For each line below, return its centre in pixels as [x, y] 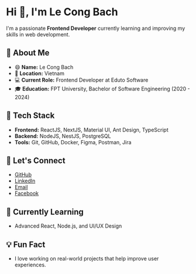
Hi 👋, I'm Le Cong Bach [62, 12]
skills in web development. [38, 34]
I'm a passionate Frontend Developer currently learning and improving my [96, 28]
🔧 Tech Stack [30, 116]
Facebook [27, 194]
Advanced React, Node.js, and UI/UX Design [68, 226]
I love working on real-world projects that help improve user [87, 258]
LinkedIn [25, 181]
